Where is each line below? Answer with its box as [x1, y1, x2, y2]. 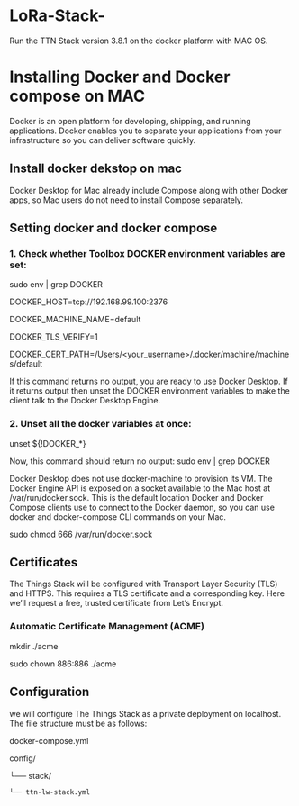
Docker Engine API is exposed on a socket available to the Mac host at [9, 483, 271, 494]
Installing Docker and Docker [9, 67, 231, 87]
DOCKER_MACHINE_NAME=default [9, 314, 141, 325]
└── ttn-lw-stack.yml [9, 787, 91, 797]
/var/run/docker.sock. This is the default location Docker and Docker [9, 492, 264, 503]
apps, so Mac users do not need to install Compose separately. [9, 195, 244, 205]
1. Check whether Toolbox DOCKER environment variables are [9, 248, 285, 259]
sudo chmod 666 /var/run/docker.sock [9, 529, 153, 539]
